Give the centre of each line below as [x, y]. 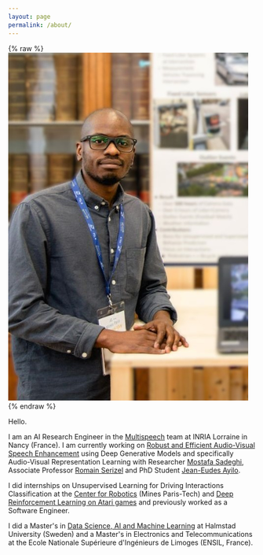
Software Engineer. [39, 510]
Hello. [18, 421]
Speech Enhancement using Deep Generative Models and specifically [121, 453]
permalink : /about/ [40, 25]
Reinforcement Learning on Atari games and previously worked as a [118, 502]
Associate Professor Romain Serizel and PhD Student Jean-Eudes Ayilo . [124, 470]
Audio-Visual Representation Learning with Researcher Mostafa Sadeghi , [126, 461]
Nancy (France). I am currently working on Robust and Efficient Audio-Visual [131, 445]
